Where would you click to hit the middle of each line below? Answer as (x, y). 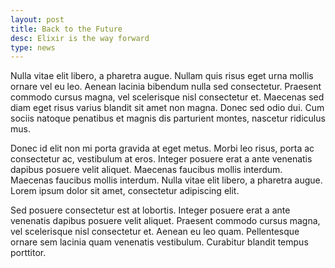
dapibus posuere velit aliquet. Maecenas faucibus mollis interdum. (146, 170)
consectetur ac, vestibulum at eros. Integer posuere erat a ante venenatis (161, 159)
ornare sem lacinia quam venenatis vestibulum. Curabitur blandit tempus (159, 242)
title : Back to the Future (66, 29)
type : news (33, 47)
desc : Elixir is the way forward (80, 38)
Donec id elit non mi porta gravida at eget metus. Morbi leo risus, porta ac (162, 148)
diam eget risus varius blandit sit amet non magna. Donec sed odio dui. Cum (167, 108)
